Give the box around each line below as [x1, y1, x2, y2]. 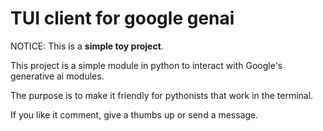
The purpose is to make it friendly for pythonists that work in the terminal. [10, 89, 314, 101]
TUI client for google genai [10, 7, 235, 30]
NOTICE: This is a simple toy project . [10, 40, 164, 52]
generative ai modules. [10, 70, 105, 82]
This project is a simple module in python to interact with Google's [10, 59, 283, 71]
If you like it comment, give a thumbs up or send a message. [10, 108, 259, 121]
